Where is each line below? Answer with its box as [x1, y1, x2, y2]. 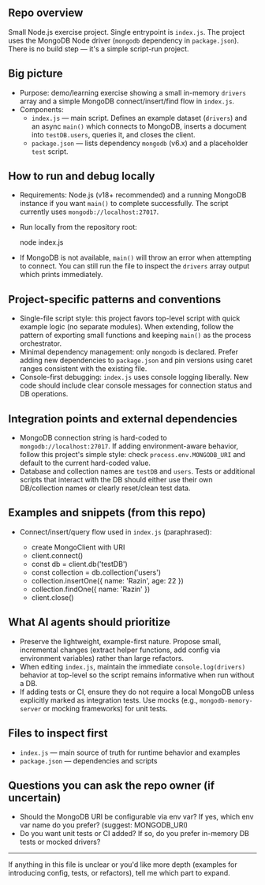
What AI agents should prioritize [8, 616, 171, 629]
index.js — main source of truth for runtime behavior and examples [19, 748, 241, 757]
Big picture [8, 67, 63, 81]
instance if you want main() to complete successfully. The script [19, 199, 229, 208]
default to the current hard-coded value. [19, 458, 151, 468]
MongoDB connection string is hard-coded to [19, 433, 167, 443]
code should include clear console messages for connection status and [19, 381, 252, 390]
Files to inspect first [8, 726, 108, 741]
